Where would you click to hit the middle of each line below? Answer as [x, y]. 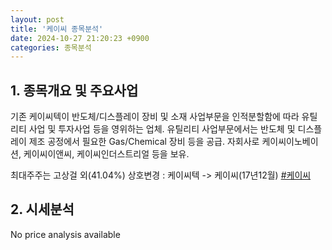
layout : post [37, 19]
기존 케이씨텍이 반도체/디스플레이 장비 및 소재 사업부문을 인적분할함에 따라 [155, 117]
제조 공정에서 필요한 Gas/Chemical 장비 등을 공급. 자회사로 [144, 142]
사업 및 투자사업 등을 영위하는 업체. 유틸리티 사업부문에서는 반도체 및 [162, 129]
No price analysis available [65, 234]
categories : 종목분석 [51, 47]
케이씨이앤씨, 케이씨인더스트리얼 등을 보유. [106, 154]
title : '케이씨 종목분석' [57, 29]
